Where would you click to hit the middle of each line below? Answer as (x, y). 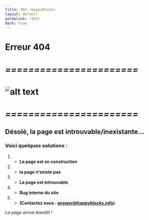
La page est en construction (48, 162)
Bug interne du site (39, 192)
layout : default (21, 14)
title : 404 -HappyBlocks (30, 9)
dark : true (16, 23)
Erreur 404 (28, 47)
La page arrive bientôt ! (29, 212)
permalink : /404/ (23, 18)
